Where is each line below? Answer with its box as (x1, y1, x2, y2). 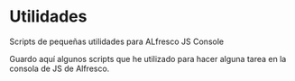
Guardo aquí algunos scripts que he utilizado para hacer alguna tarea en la (9, 53, 287, 64)
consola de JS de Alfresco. (9, 63, 110, 74)
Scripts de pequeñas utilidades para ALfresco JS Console (9, 36, 224, 47)
